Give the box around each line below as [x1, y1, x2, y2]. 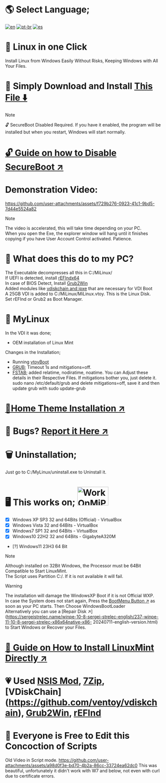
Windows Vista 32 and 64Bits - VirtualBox [12, 522, 98, 528]
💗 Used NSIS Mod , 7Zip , [5, 675, 105, 686]
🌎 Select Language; [5, 4, 90, 15]
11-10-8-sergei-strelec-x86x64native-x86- [5, 619, 92, 625]
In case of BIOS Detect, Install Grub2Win [5, 280, 88, 286]
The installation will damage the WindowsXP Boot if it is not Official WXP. [5, 593, 155, 599]
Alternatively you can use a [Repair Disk [5, 608, 87, 615]
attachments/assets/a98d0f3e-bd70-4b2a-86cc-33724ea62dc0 [5, 762, 138, 768]
